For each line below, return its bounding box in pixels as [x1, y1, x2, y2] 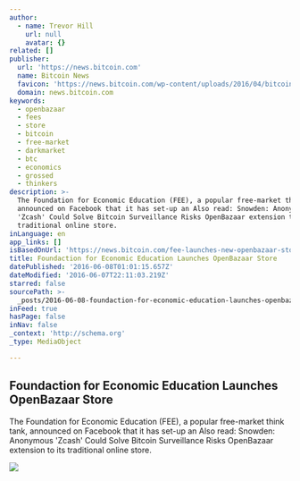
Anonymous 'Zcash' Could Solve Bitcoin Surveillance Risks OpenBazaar [9, 435, 274, 445]
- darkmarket [17, 146, 66, 155]
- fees [17, 113, 42, 122]
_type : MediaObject [9, 337, 82, 346]
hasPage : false [9, 312, 66, 322]
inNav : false [9, 321, 58, 330]
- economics [17, 163, 62, 172]
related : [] [9, 46, 54, 55]
